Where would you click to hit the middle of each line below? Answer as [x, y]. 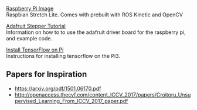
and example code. [29, 38]
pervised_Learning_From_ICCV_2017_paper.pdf [71, 101]
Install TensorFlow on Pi [35, 50]
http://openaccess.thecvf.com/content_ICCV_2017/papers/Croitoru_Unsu [103, 94]
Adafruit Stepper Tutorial [36, 26]
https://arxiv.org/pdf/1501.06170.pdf [58, 88]
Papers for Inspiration [47, 75]
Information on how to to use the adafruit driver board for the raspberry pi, [96, 32]
